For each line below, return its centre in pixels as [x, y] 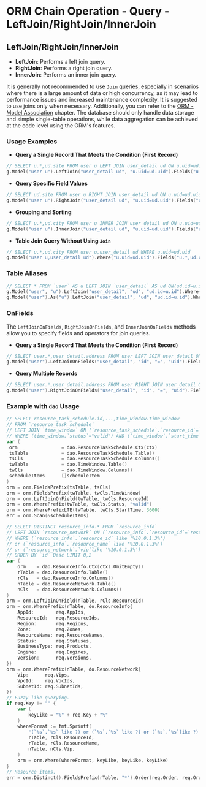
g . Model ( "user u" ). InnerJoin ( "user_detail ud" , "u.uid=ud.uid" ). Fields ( [101, 229]
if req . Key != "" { [31, 704]
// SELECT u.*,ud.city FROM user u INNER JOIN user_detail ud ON [91, 223]
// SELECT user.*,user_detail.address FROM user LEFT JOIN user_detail [100, 356]
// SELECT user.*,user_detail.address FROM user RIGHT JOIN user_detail [101, 385]
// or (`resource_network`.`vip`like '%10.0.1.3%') [74, 550]
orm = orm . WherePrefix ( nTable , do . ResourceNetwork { [74, 669]
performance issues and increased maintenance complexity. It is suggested [102, 100]
